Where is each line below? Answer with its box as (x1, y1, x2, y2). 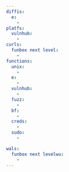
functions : (6, 58, 33, 64)
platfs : (6, 25, 25, 31)
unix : (11, 63, 25, 70)
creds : (11, 119, 27, 125)
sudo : (11, 129, 25, 136)
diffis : (6, 8, 25, 15)
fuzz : (11, 96, 25, 102)
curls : (6, 42, 22, 48)
